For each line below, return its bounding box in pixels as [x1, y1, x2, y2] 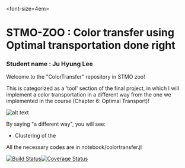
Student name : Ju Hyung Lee [6, 60, 93, 68]
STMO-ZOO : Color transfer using [6, 26, 175, 39]
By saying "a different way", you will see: [6, 120, 106, 127]
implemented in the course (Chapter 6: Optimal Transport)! [6, 98, 149, 105]
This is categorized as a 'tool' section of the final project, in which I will [6, 85, 180, 92]
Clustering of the [14, 132, 56, 139]
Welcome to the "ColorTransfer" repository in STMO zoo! [6, 73, 145, 80]
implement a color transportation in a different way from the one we [6, 91, 171, 98]
